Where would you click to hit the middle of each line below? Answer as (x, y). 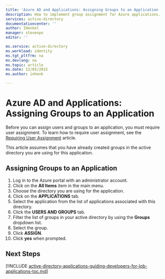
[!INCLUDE (17, 266)
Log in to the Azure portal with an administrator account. (70, 180)
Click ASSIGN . (27, 233)
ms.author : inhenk (24, 74)
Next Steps (23, 254)
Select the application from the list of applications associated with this (84, 201)
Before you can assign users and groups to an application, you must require (83, 127)
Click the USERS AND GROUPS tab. (49, 212)
